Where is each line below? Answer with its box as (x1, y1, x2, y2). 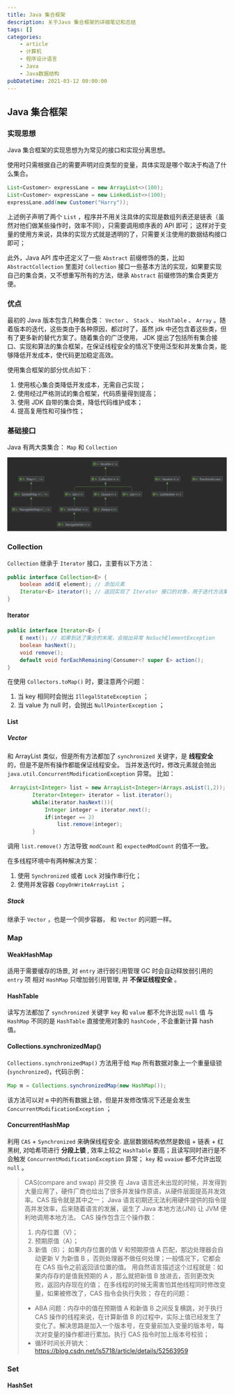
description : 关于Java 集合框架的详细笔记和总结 (7, 18, 136, 26)
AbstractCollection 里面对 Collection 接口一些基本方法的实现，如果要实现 (7, 262, 222, 270)
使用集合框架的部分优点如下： (7, 366, 93, 374)
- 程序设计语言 (19, 56, 58, 63)
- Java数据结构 (19, 70, 60, 77)
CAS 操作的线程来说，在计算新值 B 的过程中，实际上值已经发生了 (34, 1313, 221, 1321)
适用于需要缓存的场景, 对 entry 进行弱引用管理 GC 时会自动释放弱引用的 (7, 967, 214, 975)
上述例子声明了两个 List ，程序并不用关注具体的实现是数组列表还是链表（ (7, 212, 219, 221)
